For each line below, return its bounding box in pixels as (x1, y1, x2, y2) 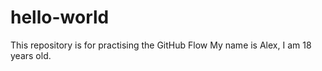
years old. (10, 49, 52, 61)
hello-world (10, 6, 110, 29)
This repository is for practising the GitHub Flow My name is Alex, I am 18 (10, 39, 312, 51)
